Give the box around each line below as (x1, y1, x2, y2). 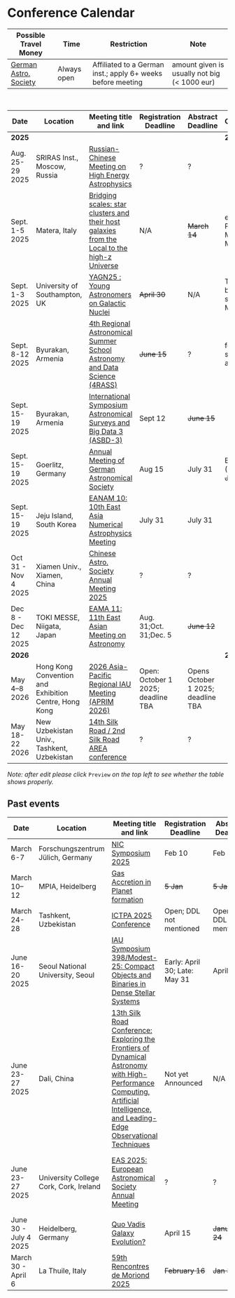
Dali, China (38, 1073, 75, 1083)
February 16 (164, 1266, 206, 1276)
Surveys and (88, 418, 131, 428)
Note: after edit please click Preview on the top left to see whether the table (7, 770, 225, 779)
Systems (111, 996, 141, 1006)
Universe (88, 260, 119, 270)
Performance (111, 1078, 155, 1087)
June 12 (187, 621, 215, 631)
